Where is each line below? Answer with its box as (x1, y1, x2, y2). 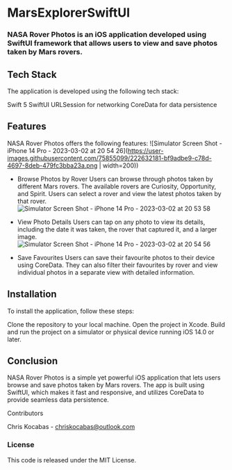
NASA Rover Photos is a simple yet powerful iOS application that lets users (7, 373, 221, 382)
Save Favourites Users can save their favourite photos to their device (17, 253, 215, 261)
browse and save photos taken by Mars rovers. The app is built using (7, 381, 205, 389)
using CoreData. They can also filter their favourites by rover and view (17, 261, 218, 269)
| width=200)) (99, 161, 139, 170)
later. (7, 335, 22, 343)
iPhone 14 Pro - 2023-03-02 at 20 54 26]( (7, 146, 129, 154)
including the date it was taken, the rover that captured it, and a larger (17, 225, 217, 234)
